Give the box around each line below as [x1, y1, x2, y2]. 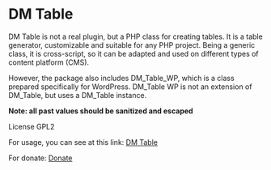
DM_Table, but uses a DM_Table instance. [8, 90, 147, 100]
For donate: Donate [8, 153, 73, 163]
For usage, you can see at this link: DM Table [8, 137, 158, 147]
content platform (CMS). [8, 57, 90, 67]
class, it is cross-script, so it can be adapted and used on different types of [8, 49, 259, 58]
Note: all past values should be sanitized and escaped [8, 106, 193, 116]
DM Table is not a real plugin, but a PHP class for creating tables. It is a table [8, 32, 263, 41]
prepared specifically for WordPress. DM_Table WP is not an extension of [8, 82, 252, 91]
